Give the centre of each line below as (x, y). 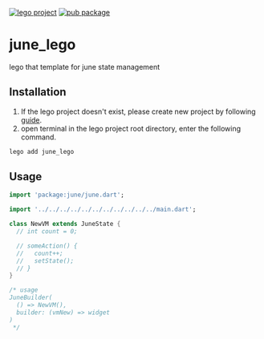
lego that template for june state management (85, 67)
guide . (31, 119)
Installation (38, 92)
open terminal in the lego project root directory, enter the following (131, 128)
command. (39, 137)
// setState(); (45, 260)
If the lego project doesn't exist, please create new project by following (138, 111)
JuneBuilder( (31, 298)
